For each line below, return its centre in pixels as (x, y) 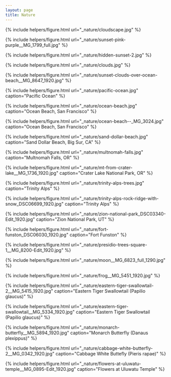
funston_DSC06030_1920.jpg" (37, 235)
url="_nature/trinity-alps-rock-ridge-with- (115, 198)
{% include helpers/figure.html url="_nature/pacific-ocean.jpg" (72, 90)
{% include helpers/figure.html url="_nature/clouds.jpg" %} (68, 65)
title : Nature (20, 15)
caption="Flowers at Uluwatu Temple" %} (121, 369)
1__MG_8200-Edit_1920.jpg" (35, 250)
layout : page (19, 10)
